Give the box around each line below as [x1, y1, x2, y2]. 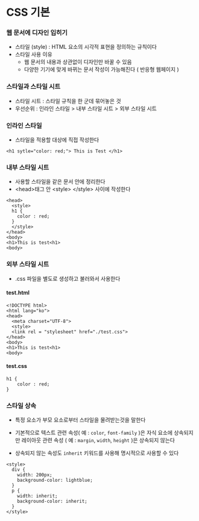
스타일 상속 [6, 402, 37, 410]
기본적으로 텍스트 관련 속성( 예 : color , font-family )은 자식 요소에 [14, 429, 173, 437]
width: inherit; [17, 493, 58, 499]
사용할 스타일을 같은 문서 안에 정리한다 [14, 178, 106, 186]
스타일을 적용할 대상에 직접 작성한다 [14, 136, 99, 143]
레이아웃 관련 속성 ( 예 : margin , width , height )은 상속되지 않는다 [21, 437, 175, 444]
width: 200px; [17, 472, 52, 478]
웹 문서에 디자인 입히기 [6, 28, 68, 37]
